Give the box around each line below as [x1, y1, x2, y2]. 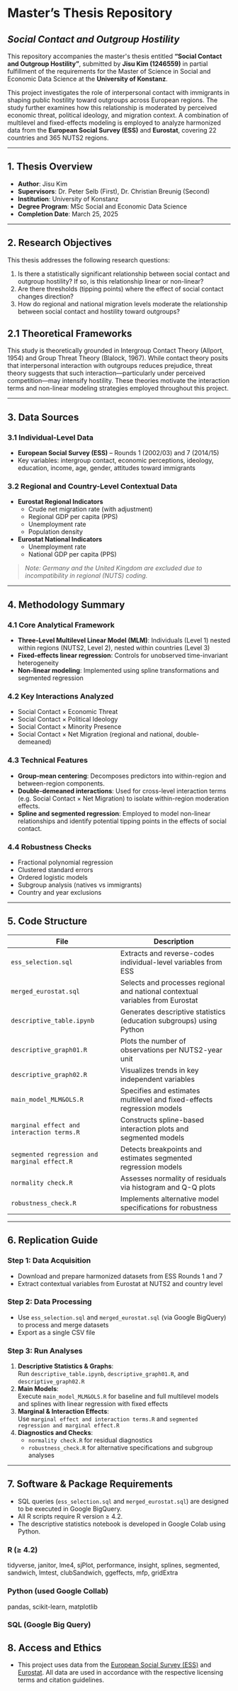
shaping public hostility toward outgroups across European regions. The [7, 96, 218, 104]
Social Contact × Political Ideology [17, 715, 118, 724]
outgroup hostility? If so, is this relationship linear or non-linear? [17, 277, 204, 285]
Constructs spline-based [120, 1115, 204, 1124]
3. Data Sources [7, 411, 79, 423]
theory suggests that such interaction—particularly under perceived [7, 369, 205, 377]
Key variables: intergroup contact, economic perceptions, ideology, [17, 456, 214, 465]
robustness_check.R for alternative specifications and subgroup [28, 1444, 213, 1452]
